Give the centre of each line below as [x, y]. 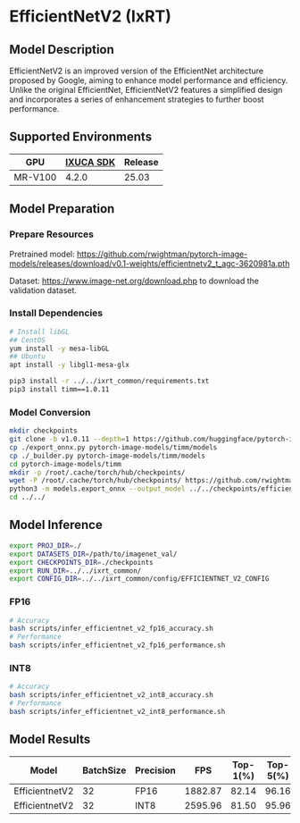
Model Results [50, 739]
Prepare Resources [51, 234]
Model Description [62, 50]
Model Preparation [62, 209]
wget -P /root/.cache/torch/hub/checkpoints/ [95, 481]
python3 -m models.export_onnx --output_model [97, 489]
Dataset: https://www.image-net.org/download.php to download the [134, 281]
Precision [155, 770]
